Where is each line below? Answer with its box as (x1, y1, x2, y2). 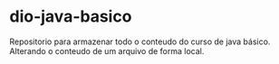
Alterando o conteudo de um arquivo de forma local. (9, 45, 205, 56)
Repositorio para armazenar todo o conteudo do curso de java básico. (9, 36, 271, 47)
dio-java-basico (9, 6, 132, 27)
